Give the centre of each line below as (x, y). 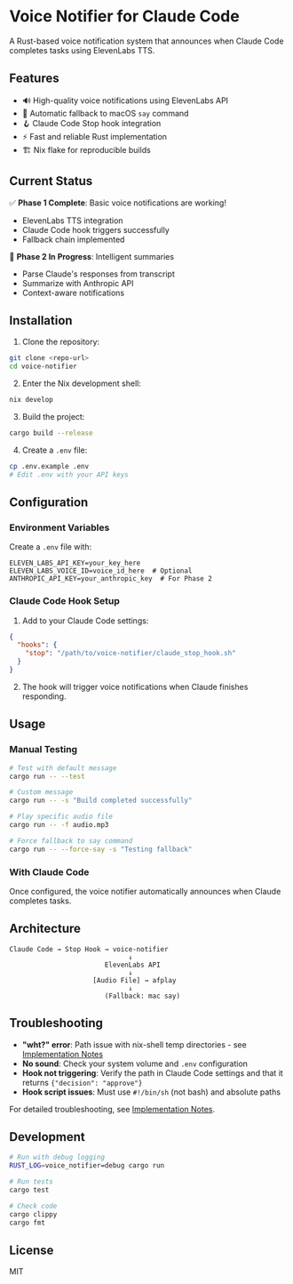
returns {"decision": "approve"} (82, 1082)
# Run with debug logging (57, 1158)
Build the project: (53, 417)
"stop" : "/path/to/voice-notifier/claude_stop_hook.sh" (131, 654)
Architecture (45, 929)
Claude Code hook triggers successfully (96, 229)
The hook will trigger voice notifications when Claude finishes (135, 686)
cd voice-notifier (43, 366)
